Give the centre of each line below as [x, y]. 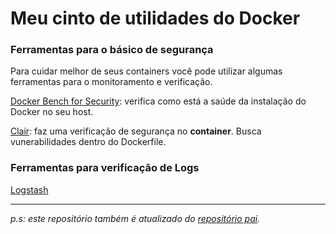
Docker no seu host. [52, 112]
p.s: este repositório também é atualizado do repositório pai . [135, 218]
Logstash [29, 189]
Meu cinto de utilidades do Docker [155, 18]
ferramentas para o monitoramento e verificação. [111, 82]
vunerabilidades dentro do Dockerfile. [88, 142]
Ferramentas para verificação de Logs [105, 168]
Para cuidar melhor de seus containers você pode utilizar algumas [146, 71]
